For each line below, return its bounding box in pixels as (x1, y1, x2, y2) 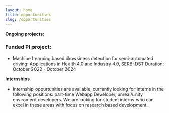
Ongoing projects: (5, 31, 45, 37)
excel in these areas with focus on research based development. (12, 102, 148, 108)
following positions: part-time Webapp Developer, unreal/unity (12, 91, 143, 97)
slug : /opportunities (5, 17, 51, 22)
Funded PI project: (5, 44, 52, 51)
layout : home (5, 7, 33, 13)
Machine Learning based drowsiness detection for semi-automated (12, 55, 154, 61)
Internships (5, 76, 30, 82)
